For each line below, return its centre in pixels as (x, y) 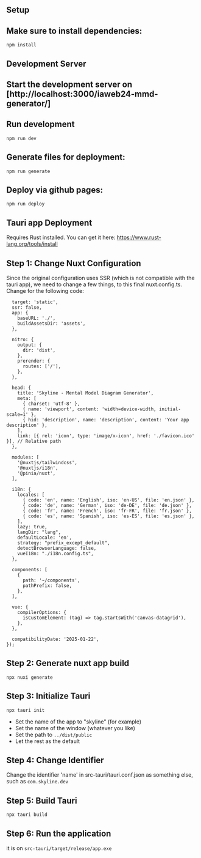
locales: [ (31, 495)
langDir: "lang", (39, 532)
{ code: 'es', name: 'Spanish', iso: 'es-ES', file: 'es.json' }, (108, 516)
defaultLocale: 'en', (44, 538)
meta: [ (27, 399)
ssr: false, (27, 308)
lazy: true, (32, 527)
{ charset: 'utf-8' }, (51, 404)
